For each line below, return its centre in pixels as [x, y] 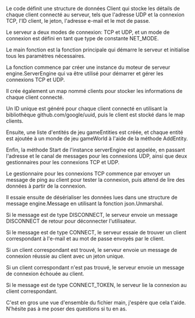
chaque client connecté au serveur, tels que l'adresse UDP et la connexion [95, 15]
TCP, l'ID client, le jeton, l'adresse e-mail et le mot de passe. [78, 21]
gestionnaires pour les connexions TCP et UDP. [63, 162]
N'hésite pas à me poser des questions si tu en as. [66, 309]
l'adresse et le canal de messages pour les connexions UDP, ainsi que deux [97, 156]
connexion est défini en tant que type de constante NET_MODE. [82, 38]
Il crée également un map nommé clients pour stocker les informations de [94, 91]
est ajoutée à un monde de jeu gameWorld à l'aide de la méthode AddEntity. [97, 139]
